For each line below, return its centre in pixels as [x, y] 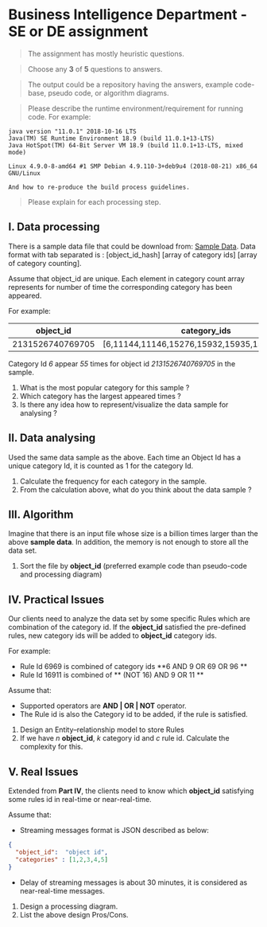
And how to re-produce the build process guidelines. [99, 187]
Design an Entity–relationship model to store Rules [102, 729]
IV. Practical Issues [56, 599]
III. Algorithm [41, 514]
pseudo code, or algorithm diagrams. [108, 92]
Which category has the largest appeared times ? [100, 396]
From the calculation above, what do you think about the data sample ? [135, 489]
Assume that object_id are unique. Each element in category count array [126, 278]
